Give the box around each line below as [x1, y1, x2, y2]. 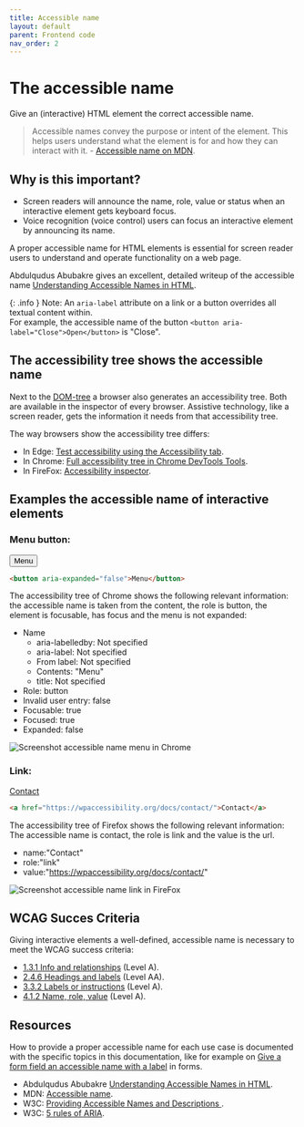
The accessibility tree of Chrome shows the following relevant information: [9, 590, 289, 602]
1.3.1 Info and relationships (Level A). [22, 962, 159, 973]
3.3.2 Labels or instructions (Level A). [22, 981, 164, 992]
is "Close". [121, 326, 161, 337]
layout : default [9, 22, 71, 31]
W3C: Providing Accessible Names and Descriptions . [22, 1098, 225, 1109]
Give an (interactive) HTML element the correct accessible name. [9, 109, 254, 119]
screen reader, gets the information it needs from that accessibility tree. [9, 410, 279, 421]
